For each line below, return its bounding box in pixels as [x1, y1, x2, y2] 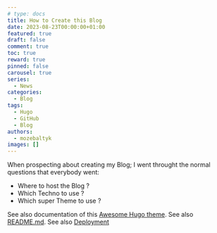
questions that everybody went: [7, 168, 100, 177]
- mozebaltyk [13, 134, 52, 141]
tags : [7, 102, 23, 109]
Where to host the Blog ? [17, 182, 90, 190]
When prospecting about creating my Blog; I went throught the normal [7, 160, 211, 169]
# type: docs [7, 10, 46, 18]
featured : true [7, 30, 52, 37]
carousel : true [7, 69, 52, 76]
